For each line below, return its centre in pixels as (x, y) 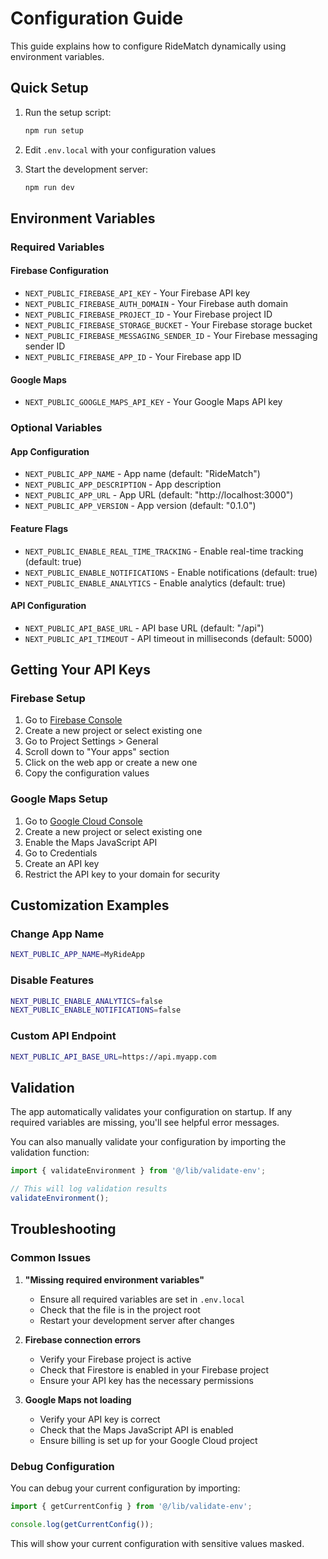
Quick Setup (49, 88)
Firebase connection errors (83, 1339)
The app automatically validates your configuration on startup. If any (151, 1112)
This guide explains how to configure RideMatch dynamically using (148, 46)
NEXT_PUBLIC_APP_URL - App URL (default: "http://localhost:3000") (159, 495)
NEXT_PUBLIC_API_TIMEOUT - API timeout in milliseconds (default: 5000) (168, 638)
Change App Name (57, 934)
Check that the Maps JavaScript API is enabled (136, 1429)
